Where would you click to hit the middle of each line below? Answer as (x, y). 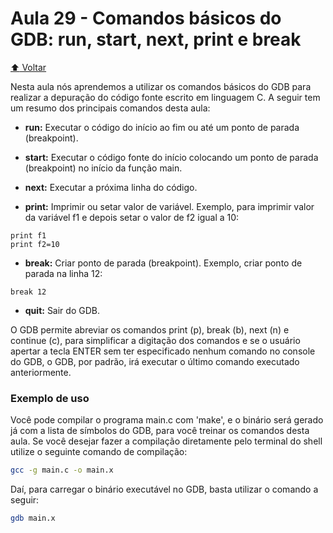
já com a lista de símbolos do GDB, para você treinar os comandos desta (160, 431)
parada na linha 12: (63, 273)
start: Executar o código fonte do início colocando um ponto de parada (171, 157)
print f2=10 (35, 244)
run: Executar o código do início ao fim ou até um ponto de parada (162, 127)
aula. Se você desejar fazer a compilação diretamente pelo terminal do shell (166, 441)
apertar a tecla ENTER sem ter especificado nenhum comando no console (163, 351)
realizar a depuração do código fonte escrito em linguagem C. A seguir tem (165, 97)
